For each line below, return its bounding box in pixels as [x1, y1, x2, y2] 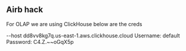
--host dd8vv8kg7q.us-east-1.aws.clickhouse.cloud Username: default [6, 32, 180, 39]
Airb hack [6, 5, 44, 15]
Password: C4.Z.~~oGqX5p [6, 38, 74, 45]
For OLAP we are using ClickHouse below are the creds [6, 20, 142, 27]
